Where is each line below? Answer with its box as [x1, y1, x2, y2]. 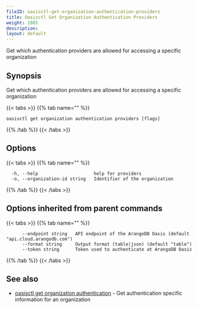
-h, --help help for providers [11, 171, 142, 176]
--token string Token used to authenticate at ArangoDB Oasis [21, 246, 193, 253]
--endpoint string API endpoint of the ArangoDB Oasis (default [21, 231, 190, 237]
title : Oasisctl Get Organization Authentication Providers [6, 14, 158, 20]
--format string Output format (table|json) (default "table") [21, 241, 193, 247]
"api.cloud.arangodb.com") [6, 236, 73, 242]
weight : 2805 [6, 20, 39, 26]
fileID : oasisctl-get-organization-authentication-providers [6, 8, 161, 15]
